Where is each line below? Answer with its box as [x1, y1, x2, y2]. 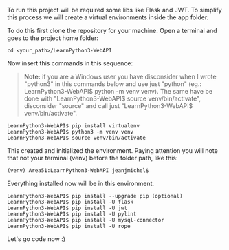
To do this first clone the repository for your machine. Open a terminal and [7, 27, 218, 34]
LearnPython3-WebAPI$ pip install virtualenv [7, 123, 140, 129]
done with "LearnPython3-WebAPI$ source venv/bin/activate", [23, 94, 201, 103]
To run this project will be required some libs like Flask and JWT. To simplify [7, 6, 222, 14]
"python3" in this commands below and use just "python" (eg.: [23, 80, 201, 88]
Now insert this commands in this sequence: [7, 59, 133, 67]
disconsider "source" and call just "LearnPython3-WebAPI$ [23, 102, 193, 110]
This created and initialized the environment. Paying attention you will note [7, 147, 218, 154]
